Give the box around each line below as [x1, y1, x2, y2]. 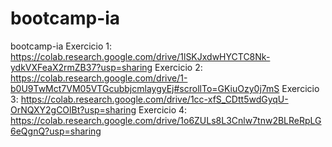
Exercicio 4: [138, 103, 188, 116]
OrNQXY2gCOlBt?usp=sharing [10, 103, 137, 116]
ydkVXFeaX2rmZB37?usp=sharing [10, 61, 153, 73]
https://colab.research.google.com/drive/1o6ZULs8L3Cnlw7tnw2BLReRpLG [10, 114, 322, 126]
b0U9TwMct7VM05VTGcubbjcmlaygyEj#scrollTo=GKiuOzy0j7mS [10, 82, 280, 94]
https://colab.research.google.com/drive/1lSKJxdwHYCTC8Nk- [10, 50, 271, 62]
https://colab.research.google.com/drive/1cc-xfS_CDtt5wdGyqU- [20, 93, 289, 105]
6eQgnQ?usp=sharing [10, 125, 102, 137]
